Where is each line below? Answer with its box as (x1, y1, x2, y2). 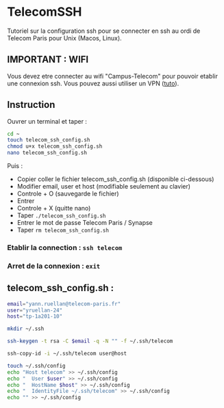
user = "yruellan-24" (7, 307, 63, 314)
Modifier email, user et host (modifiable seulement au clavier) (16, 182, 190, 191)
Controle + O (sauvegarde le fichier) (16, 189, 119, 198)
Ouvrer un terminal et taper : (7, 117, 88, 125)
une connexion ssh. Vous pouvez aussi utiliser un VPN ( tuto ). (7, 79, 179, 87)
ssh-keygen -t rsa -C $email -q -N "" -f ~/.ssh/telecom (7, 338, 173, 345)
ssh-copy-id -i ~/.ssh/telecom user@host (7, 350, 127, 357)
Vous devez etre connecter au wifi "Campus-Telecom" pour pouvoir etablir (7, 72, 218, 80)
